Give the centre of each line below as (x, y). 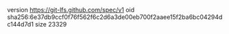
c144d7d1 (21, 24)
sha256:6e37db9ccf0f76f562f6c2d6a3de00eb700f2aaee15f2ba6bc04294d (115, 17)
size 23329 (51, 24)
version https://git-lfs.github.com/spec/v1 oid (71, 10)
